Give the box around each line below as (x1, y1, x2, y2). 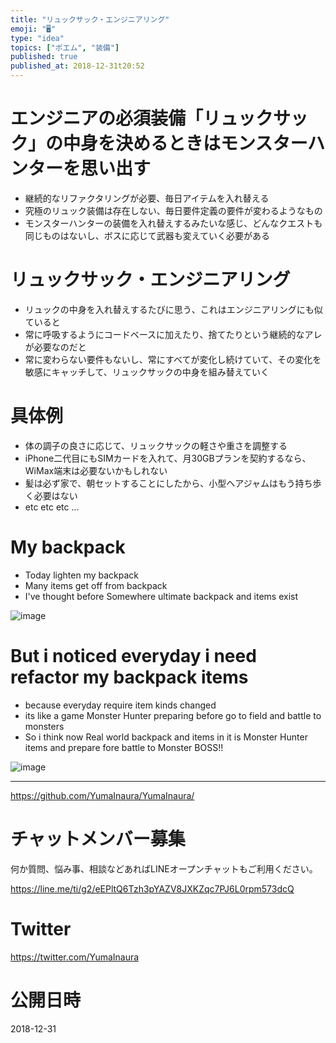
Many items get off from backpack (24, 579, 168, 591)
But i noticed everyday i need (10, 644, 257, 667)
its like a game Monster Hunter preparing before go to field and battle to (24, 709, 322, 721)
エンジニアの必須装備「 (10, 107, 204, 130)
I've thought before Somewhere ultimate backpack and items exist (24, 590, 299, 602)
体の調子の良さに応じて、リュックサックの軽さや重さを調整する (24, 439, 288, 451)
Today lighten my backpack (24, 569, 139, 581)
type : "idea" (10, 33, 65, 43)
